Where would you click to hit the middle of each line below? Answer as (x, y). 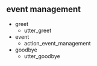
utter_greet (38, 30)
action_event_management (58, 43)
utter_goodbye (42, 56)
